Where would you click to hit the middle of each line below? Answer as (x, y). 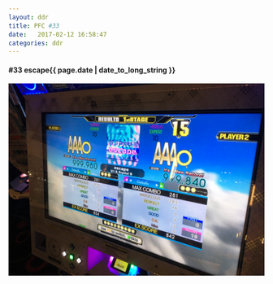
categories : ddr (36, 43)
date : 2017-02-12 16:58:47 (58, 34)
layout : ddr (28, 17)
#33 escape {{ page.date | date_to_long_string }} (92, 70)
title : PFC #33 (34, 26)
